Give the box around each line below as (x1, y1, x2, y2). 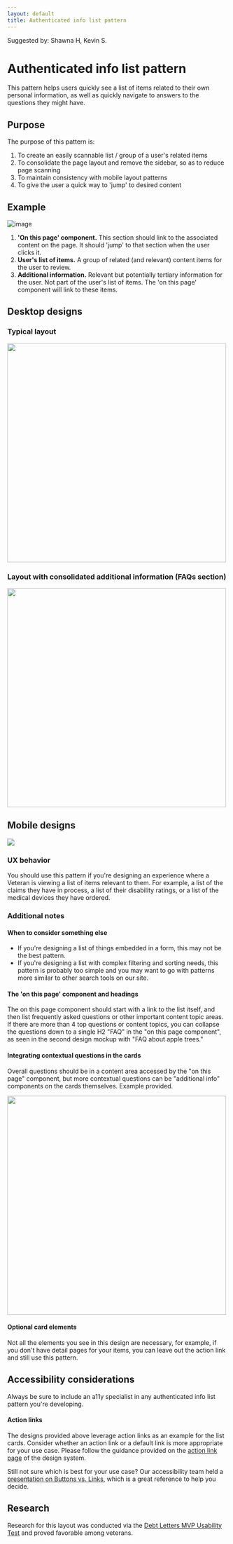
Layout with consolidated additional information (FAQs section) (7, 572, 227, 582)
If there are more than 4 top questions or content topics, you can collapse (7, 1020, 220, 1029)
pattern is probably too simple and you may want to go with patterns (17, 966, 215, 975)
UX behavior (7, 855, 51, 865)
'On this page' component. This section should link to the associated (17, 233, 218, 242)
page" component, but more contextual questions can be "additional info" (7, 1074, 220, 1083)
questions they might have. (7, 99, 85, 107)
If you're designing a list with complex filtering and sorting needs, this (17, 959, 219, 967)
